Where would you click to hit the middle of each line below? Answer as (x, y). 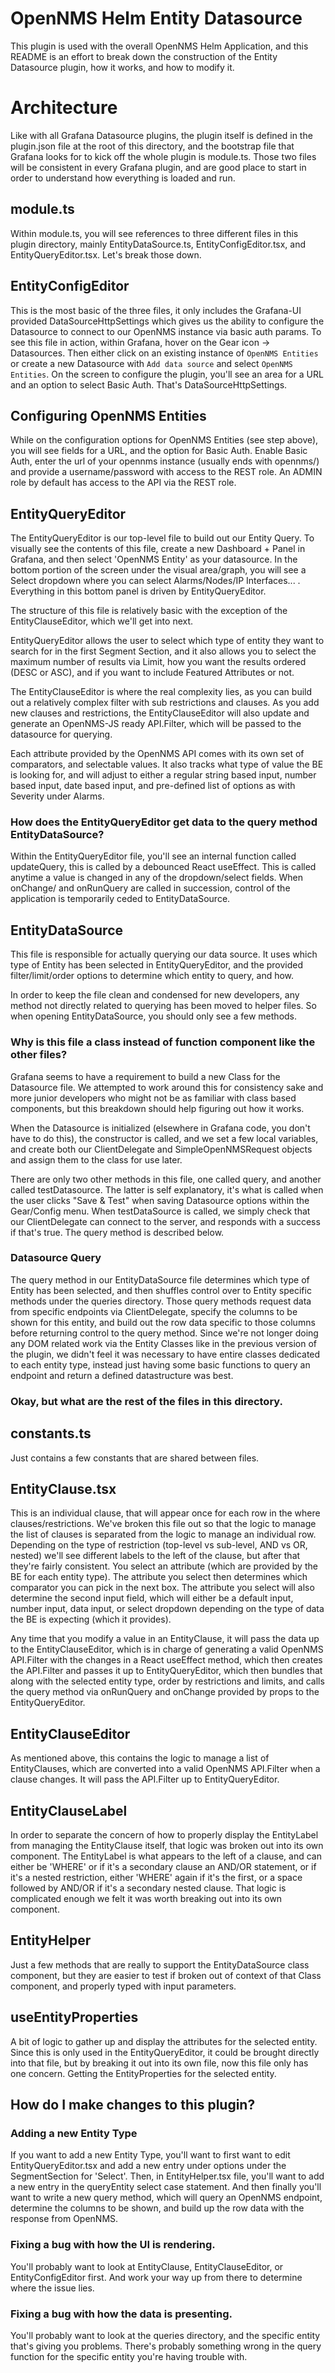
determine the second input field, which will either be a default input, (152, 1598)
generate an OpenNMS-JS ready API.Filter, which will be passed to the (156, 724)
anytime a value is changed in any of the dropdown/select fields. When (157, 878)
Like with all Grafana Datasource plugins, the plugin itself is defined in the (161, 135)
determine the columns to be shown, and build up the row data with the (157, 2208)
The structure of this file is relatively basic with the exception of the (149, 611)
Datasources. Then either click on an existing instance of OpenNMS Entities (164, 353)
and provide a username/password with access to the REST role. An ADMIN (166, 472)
